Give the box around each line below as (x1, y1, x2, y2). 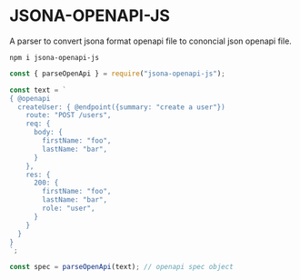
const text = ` (9, 85, 67, 95)
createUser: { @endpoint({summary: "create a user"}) (17, 102, 225, 112)
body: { (33, 128, 64, 137)
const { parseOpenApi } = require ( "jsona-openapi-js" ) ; (9, 69, 225, 78)
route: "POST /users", (25, 111, 112, 120)
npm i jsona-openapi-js (9, 53, 100, 62)
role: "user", (42, 204, 95, 214)
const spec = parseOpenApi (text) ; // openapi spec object (9, 263, 234, 272)
